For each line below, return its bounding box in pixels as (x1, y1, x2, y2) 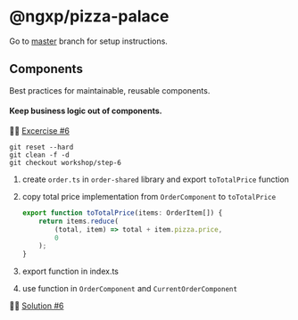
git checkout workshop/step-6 (9, 158, 122, 167)
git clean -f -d (9, 150, 70, 160)
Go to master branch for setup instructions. (9, 36, 168, 46)
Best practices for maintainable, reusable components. (9, 85, 211, 95)
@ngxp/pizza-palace (9, 6, 170, 27)
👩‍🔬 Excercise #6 (9, 125, 70, 135)
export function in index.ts (21, 266, 119, 277)
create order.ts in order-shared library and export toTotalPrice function (21, 174, 290, 185)
